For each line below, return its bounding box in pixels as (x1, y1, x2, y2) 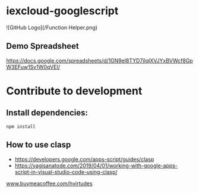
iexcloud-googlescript (6, 4, 119, 18)
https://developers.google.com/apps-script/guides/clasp (14, 155, 154, 163)
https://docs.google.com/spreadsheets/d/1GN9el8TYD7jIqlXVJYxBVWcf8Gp (6, 57, 193, 64)
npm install (6, 123, 36, 129)
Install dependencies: (6, 108, 88, 118)
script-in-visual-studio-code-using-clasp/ (14, 168, 118, 175)
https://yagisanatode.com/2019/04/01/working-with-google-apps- (14, 162, 178, 169)
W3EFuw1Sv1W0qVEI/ (6, 63, 61, 70)
